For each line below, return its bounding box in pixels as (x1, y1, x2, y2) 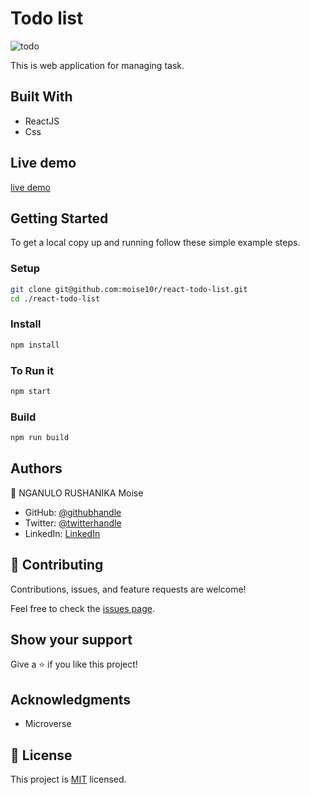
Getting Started (10, 210, 109, 227)
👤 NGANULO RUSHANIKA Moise (10, 487, 144, 499)
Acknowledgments (10, 691, 132, 708)
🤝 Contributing (10, 557, 104, 574)
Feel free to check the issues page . (10, 602, 155, 614)
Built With (10, 88, 73, 106)
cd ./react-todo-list (10, 293, 101, 304)
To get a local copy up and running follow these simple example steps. (10, 237, 301, 249)
